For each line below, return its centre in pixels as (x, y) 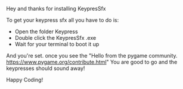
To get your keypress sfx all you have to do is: (63, 20)
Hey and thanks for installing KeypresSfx (56, 9)
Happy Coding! (25, 80)
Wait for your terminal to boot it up (57, 44)
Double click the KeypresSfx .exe (55, 38)
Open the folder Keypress (46, 31)
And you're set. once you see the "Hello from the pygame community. (92, 55)
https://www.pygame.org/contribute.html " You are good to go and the (92, 62)
